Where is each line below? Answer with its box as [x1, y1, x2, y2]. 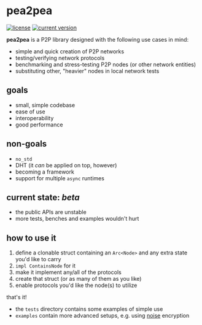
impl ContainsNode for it [15, 262, 76, 270]
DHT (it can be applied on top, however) [15, 161, 117, 169]
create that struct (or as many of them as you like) [15, 275, 142, 283]
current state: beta [6, 192, 80, 202]
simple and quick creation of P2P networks [15, 47, 125, 55]
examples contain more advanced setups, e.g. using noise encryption [15, 312, 190, 319]
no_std [15, 156, 33, 162]
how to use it [6, 232, 56, 243]
